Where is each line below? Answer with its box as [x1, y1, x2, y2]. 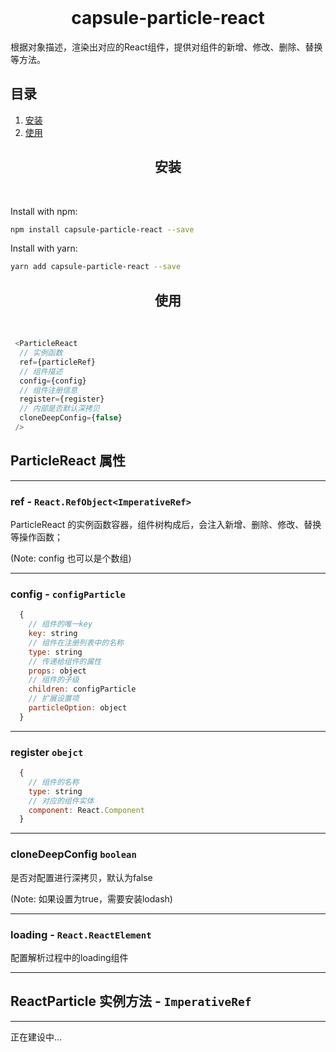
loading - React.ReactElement [10, 927, 152, 941]
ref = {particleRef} [19, 357, 97, 367]
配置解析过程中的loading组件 [10, 951, 129, 963]
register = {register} [19, 394, 105, 405]
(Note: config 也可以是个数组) [10, 552, 132, 564]
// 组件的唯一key [28, 619, 93, 630]
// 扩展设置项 [28, 694, 80, 704]
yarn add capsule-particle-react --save [10, 262, 182, 272]
